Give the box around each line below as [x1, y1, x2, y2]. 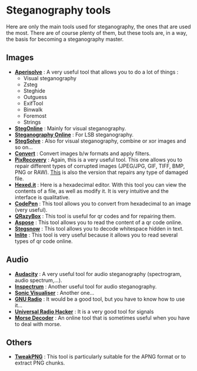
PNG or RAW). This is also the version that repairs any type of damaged [14, 169, 188, 176]
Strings [23, 119, 41, 126]
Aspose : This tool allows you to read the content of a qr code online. [14, 219, 183, 226]
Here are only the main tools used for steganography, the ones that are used [6, 23, 191, 30]
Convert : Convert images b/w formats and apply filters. [14, 150, 151, 157]
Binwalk [23, 106, 43, 113]
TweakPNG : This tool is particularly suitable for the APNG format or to [14, 353, 186, 360]
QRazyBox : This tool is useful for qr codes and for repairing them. [14, 212, 176, 219]
